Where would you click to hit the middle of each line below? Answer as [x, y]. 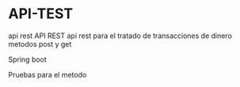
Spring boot [28, 59]
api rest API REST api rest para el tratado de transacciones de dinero [120, 36]
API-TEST [41, 14]
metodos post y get [40, 43]
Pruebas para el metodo [48, 74]
